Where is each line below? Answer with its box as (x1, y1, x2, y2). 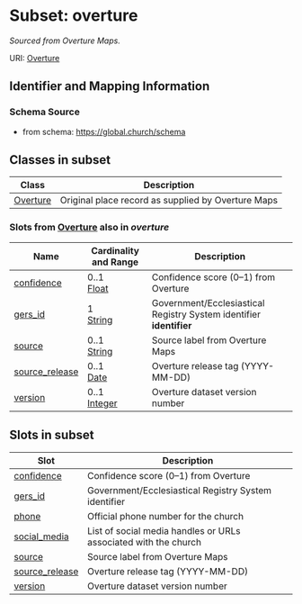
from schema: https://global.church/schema (22, 126, 186, 137)
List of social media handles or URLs (86, 524, 241, 536)
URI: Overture (9, 52, 60, 63)
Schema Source (9, 105, 81, 118)
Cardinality (91, 244, 139, 257)
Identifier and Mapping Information (9, 78, 210, 95)
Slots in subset (9, 428, 94, 443)
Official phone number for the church (86, 509, 244, 522)
